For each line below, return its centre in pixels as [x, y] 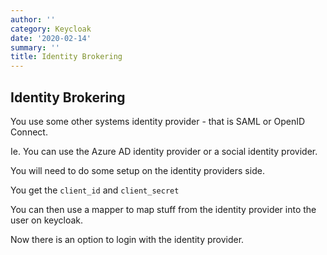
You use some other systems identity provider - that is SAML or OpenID [158, 121]
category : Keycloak [51, 29]
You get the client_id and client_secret [95, 190]
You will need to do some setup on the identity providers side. [137, 170]
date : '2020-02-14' [51, 38]
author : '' [33, 19]
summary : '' [35, 47]
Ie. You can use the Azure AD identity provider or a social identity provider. [164, 151]
